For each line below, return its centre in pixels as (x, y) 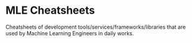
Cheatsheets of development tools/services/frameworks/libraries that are (96, 27)
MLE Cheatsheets (50, 10)
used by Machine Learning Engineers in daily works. (70, 33)
